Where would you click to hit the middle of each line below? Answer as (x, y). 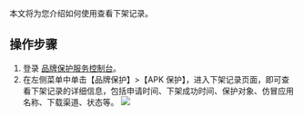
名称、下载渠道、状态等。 (71, 101)
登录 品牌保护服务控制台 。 (71, 68)
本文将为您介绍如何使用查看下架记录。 (81, 13)
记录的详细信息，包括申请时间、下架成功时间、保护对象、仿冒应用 (170, 91)
